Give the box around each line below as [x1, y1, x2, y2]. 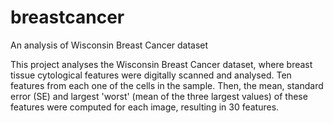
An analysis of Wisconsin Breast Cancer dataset [10, 39, 209, 51]
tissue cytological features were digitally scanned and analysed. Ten [10, 69, 292, 81]
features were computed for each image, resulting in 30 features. [10, 101, 280, 113]
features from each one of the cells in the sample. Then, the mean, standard [10, 79, 324, 91]
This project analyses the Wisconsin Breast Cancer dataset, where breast [10, 58, 313, 70]
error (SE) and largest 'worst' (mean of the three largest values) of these [10, 90, 308, 102]
